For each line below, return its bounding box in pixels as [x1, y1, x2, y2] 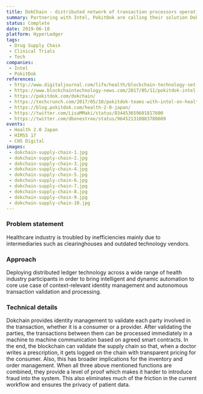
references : [6, 76, 36, 82]
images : [6, 143, 26, 150]
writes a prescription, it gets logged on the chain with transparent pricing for [6, 349, 196, 357]
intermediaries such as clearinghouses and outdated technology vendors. [6, 240, 190, 247]
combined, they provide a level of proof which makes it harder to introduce [6, 368, 192, 375]
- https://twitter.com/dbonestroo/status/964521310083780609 [8, 115, 166, 121]
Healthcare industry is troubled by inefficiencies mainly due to [6, 233, 161, 241]
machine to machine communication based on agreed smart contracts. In [6, 336, 188, 343]
